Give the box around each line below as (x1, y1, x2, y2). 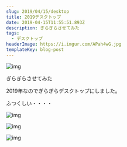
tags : (6, 30, 19, 36)
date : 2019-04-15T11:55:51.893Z (6, 19, 85, 25)
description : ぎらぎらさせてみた (6, 25, 80, 31)
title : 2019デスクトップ (6, 14, 61, 20)
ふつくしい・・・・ (6, 100, 53, 107)
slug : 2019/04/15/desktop (6, 8, 69, 15)
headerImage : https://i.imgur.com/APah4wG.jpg (6, 42, 122, 47)
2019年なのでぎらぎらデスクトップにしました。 (6, 87, 121, 94)
